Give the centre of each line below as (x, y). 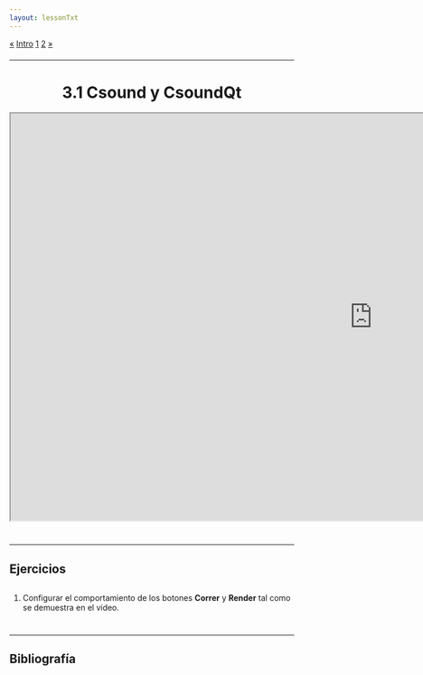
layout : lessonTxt (44, 18)
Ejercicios (38, 569)
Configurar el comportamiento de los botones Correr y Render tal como (156, 597)
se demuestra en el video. (71, 607)
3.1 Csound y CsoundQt (152, 92)
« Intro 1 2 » (31, 43)
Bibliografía (43, 659)
